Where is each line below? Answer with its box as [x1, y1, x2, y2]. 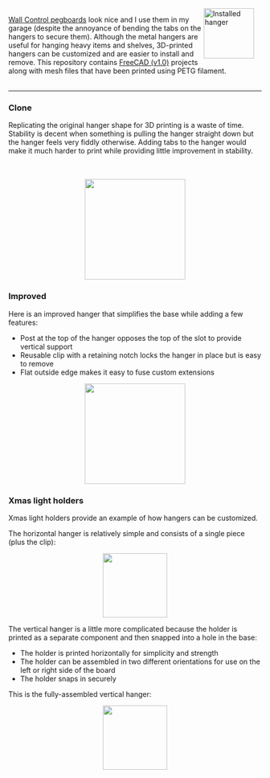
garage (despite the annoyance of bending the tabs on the [8, 23, 202, 33]
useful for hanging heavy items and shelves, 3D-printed [8, 40, 193, 50]
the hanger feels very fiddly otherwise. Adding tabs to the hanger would [8, 137, 247, 147]
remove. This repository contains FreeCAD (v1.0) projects [8, 58, 198, 67]
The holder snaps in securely [19, 674, 117, 683]
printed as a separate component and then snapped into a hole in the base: [8, 633, 257, 642]
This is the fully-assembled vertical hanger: [8, 689, 152, 698]
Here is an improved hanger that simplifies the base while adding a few [8, 309, 243, 318]
